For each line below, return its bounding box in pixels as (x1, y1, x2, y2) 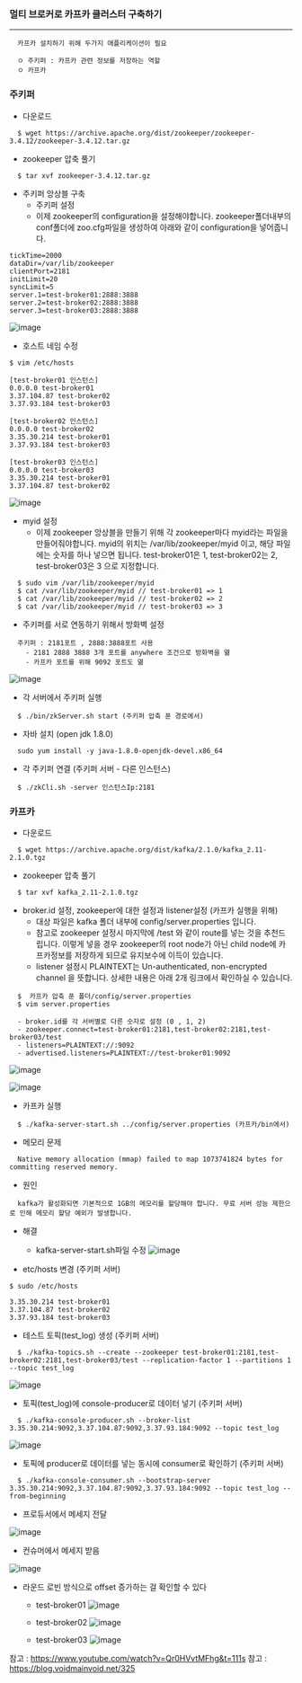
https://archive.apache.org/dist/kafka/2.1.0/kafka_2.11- (45, 845, 268, 855)
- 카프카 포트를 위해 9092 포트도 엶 (25, 658, 144, 667)
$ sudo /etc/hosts (9, 1281, 78, 1290)
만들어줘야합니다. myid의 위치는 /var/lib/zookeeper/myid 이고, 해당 (35, 537, 274, 549)
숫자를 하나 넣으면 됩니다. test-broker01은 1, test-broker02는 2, (52, 549, 279, 560)
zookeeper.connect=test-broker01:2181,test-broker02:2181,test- (25, 1024, 271, 1034)
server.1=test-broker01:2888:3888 (9, 290, 139, 299)
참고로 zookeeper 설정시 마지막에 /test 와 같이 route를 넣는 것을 (35, 927, 262, 938)
